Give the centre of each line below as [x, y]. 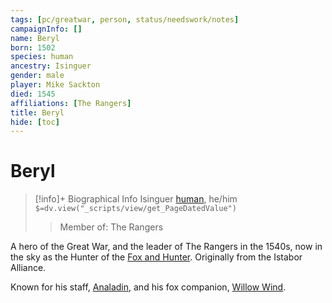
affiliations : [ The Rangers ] [71, 103]
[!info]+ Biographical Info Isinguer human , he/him [136, 199]
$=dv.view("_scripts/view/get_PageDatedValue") [135, 209]
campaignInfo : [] [46, 29]
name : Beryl [35, 38]
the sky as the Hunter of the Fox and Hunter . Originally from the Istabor [156, 257]
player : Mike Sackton [55, 85]
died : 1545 [33, 94]
